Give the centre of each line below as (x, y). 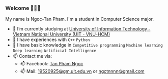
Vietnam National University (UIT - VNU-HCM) (61, 34)
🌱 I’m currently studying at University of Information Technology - (81, 29)
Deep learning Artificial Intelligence (54, 51)
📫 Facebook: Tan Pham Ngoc (52, 64)
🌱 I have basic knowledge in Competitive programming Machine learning (88, 45)
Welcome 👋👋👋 (23, 8)
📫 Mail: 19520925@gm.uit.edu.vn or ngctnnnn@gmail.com (82, 71)
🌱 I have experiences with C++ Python (51, 39)
